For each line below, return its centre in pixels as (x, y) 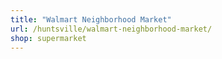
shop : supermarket (48, 38)
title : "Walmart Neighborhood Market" (91, 19)
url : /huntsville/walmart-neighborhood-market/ (111, 29)
